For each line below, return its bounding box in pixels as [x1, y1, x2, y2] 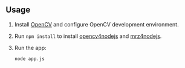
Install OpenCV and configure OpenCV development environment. [14, 20, 179, 28]
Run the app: [14, 44, 47, 51]
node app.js [14, 55, 45, 62]
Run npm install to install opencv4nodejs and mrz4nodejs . [14, 32, 162, 40]
